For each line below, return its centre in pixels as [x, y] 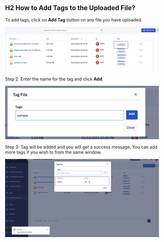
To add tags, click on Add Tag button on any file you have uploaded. [74, 20]
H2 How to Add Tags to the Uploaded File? [70, 8]
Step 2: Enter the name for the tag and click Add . [54, 79]
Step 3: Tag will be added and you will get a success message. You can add [81, 147]
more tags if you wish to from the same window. [53, 152]
